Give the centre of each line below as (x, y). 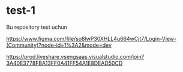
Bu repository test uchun (37, 27)
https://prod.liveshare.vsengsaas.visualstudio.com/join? (75, 56)
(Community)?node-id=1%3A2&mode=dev (59, 45)
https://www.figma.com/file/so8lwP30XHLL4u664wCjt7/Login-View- (91, 38)
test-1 (21, 10)
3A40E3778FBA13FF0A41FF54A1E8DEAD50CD (64, 63)
